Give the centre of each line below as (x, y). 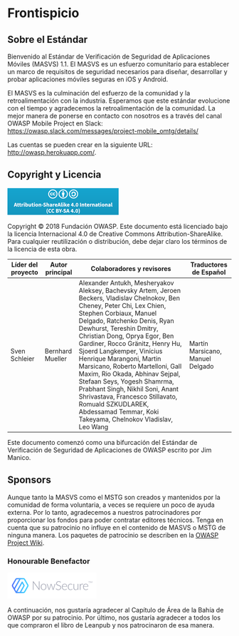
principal (59, 272)
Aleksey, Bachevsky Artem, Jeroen (130, 290)
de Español (209, 272)
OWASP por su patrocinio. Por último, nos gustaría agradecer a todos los (114, 617)
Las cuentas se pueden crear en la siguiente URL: (80, 145)
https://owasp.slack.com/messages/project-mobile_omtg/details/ (103, 131)
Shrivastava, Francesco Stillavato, (128, 396)
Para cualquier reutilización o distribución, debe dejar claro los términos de (117, 241)
